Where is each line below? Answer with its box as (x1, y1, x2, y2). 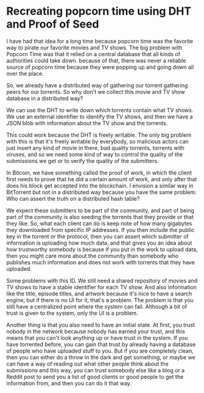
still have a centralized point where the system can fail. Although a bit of (6, 303, 188, 310)
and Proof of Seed (6, 17, 99, 31)
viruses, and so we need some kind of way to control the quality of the (6, 151, 183, 158)
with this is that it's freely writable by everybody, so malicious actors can (6, 137, 189, 145)
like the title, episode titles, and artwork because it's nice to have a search (6, 290, 192, 297)
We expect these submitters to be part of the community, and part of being (6, 206, 195, 214)
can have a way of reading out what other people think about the (6, 360, 169, 367)
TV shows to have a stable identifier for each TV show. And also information (6, 283, 197, 290)
